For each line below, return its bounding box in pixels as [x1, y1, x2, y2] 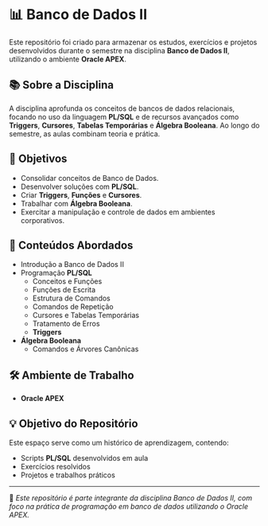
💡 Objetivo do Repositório [9, 417, 138, 430]
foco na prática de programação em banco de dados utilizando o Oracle [9, 502, 249, 511]
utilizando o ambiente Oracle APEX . [9, 54, 126, 64]
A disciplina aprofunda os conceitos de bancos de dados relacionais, [9, 104, 235, 113]
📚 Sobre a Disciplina [9, 78, 115, 92]
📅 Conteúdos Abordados [9, 238, 134, 252]
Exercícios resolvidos [20, 462, 91, 471]
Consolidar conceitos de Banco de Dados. [20, 173, 159, 183]
